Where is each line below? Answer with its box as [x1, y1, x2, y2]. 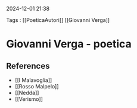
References [6, 61, 50, 71]
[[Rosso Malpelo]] [14, 83, 59, 90]
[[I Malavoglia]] [14, 77, 52, 84]
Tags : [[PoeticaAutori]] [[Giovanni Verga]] [6, 17, 110, 23]
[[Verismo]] [14, 96, 43, 103]
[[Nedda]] [14, 89, 39, 96]
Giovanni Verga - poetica [6, 37, 132, 51]
